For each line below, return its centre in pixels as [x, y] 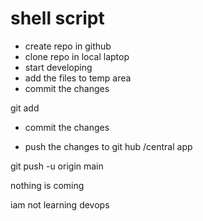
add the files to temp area [78, 78]
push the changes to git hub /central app [108, 146]
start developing [58, 67]
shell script [57, 18]
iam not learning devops [60, 204]
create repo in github [68, 46]
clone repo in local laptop [77, 56]
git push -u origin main [57, 166]
